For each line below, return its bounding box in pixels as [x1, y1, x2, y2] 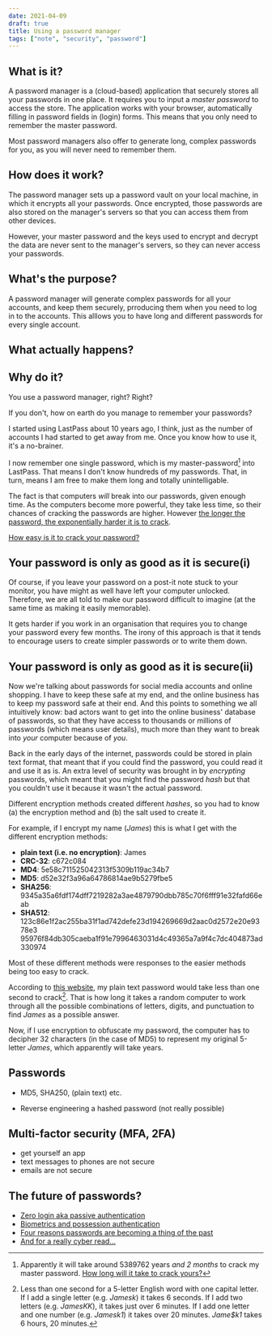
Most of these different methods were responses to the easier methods [8, 958, 246, 968]
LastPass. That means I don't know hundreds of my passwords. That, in [8, 466, 248, 476]
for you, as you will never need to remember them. [8, 145, 176, 155]
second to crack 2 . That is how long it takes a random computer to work [8, 991, 246, 1002]
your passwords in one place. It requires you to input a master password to [8, 95, 259, 105]
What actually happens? [8, 343, 134, 357]
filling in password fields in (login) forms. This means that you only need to [8, 112, 257, 122]
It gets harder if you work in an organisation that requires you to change [8, 619, 248, 629]
